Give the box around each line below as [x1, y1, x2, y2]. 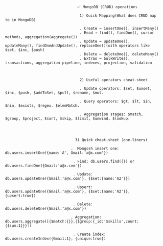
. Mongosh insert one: [70, 146, 119, 151]
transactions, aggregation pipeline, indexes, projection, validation [5, 60, 152, 65]
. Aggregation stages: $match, [79, 112, 143, 117]
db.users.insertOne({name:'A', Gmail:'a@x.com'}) [5, 150, 109, 155]
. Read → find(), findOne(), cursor [79, 30, 154, 35]
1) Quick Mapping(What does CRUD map [79, 13, 157, 18]
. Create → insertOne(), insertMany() [79, 26, 159, 31]
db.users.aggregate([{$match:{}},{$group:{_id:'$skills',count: [5, 219, 139, 224]
